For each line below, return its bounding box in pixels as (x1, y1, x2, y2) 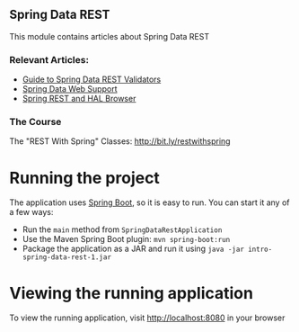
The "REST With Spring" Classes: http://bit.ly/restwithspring (9, 136, 231, 147)
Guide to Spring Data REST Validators (22, 74, 162, 85)
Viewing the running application (9, 283, 254, 303)
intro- (248, 245, 273, 255)
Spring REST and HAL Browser (22, 94, 136, 104)
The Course (9, 116, 62, 129)
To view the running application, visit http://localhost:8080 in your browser (9, 312, 286, 323)
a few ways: (9, 207, 54, 218)
